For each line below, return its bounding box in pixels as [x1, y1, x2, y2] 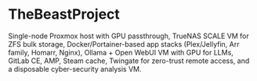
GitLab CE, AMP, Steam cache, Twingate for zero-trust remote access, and [8, 56, 250, 65]
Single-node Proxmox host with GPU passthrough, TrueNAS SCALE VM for [8, 31, 249, 40]
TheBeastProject [8, 5, 120, 23]
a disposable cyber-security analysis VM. [8, 64, 143, 73]
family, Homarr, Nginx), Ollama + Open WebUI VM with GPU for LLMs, [8, 48, 233, 57]
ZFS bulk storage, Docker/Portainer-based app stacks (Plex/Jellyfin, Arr [8, 39, 240, 48]
